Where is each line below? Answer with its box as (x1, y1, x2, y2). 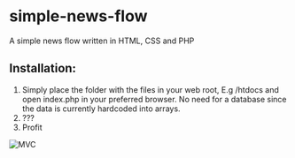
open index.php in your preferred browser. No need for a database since (21, 94, 287, 104)
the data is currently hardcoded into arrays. (21, 103, 181, 114)
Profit (21, 122, 43, 132)
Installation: (9, 61, 77, 76)
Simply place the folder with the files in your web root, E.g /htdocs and (21, 84, 279, 94)
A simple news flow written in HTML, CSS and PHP (9, 35, 195, 46)
